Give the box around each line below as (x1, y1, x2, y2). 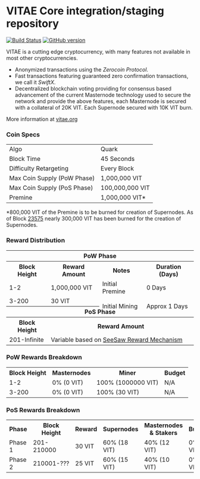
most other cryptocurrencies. (6, 54, 79, 61)
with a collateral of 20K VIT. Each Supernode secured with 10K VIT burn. (14, 104, 193, 111)
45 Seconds (100, 155, 135, 163)
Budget (164, 368, 186, 377)
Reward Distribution (6, 237, 65, 245)
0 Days (146, 283, 167, 291)
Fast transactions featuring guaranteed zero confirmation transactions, (14, 72, 189, 79)
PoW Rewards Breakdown (6, 353, 82, 362)
